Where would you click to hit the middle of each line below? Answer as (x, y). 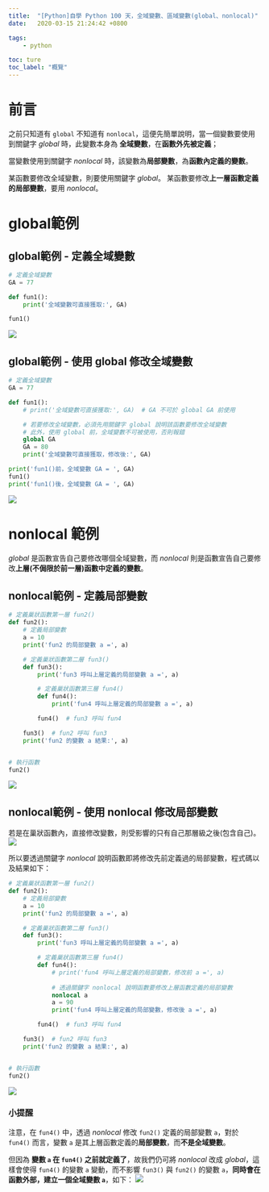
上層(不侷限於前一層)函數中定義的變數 (78, 568)
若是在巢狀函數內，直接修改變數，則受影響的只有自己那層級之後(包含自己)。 (134, 833)
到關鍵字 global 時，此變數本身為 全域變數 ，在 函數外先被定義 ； (114, 144)
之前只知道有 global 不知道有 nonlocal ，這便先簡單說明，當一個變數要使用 (132, 133)
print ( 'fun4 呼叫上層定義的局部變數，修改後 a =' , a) (134, 1010)
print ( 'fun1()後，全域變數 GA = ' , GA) (72, 484)
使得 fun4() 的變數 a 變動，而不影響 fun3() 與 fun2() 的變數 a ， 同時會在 (141, 1169)
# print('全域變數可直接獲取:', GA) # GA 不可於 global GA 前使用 (129, 410)
